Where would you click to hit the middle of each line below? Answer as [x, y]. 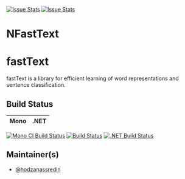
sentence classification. [36, 85]
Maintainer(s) [33, 155]
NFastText [33, 34]
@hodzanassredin [38, 169]
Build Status [30, 104]
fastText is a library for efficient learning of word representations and [93, 78]
